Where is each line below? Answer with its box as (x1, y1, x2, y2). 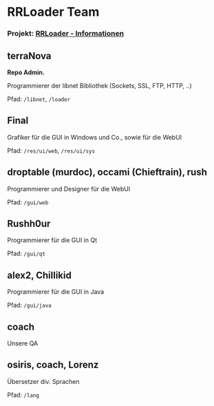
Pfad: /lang (7, 390, 40, 399)
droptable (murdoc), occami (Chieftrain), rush (7, 167, 208, 178)
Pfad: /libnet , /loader (7, 94, 71, 103)
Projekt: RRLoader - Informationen (7, 29, 125, 39)
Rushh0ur (7, 217, 51, 229)
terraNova (7, 50, 52, 62)
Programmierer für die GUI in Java (7, 288, 105, 296)
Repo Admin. (7, 68, 45, 76)
